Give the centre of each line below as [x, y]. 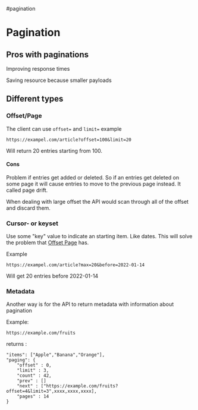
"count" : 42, [34, 376]
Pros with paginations [48, 54]
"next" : [28, 386]
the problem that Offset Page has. [48, 242]
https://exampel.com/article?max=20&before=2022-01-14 [76, 265]
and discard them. [28, 208]
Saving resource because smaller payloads [59, 80]
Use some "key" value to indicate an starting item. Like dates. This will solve [99, 236]
